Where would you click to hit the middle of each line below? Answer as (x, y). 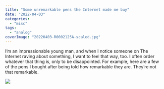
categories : (17, 19)
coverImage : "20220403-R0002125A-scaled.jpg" (53, 37)
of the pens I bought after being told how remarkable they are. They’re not (81, 66)
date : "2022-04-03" (25, 14)
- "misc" (19, 23)
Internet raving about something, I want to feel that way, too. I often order (80, 56)
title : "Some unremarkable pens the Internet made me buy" (67, 10)
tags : (11, 28)
